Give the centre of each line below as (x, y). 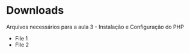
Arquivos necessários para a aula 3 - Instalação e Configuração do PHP (95, 27)
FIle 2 (22, 45)
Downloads (35, 10)
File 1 (21, 38)
